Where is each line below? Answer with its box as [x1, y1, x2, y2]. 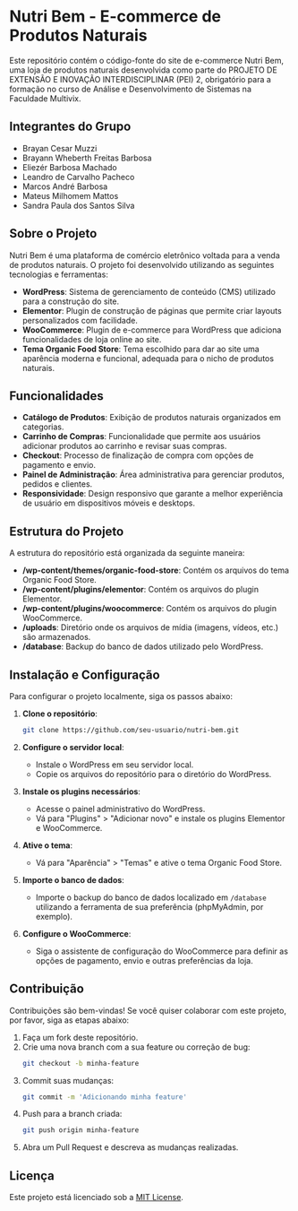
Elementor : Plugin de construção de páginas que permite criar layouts [21, 305, 282, 316]
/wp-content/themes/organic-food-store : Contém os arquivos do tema [21, 565, 289, 575]
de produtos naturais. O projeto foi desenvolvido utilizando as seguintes [9, 259, 275, 270]
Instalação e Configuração [9, 667, 160, 682]
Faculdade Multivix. [9, 92, 81, 104]
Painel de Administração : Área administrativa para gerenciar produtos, [21, 469, 285, 480]
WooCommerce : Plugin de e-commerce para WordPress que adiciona [21, 324, 282, 335]
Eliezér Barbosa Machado [21, 161, 118, 172]
